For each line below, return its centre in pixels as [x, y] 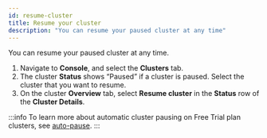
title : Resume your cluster [55, 23]
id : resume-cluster [41, 15]
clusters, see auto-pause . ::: [54, 126]
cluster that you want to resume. [73, 85]
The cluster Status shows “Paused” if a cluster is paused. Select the [132, 77]
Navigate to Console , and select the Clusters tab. [102, 68]
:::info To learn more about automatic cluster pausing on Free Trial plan [125, 117]
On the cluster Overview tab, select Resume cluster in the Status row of [139, 94]
